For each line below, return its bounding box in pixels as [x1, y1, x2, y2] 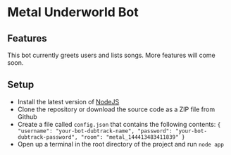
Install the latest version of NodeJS [17, 97, 120, 106]
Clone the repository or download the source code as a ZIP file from [17, 105, 216, 113]
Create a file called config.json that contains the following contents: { [17, 120, 221, 128]
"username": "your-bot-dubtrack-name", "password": [17, 128, 173, 135]
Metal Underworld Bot [7, 4, 139, 20]
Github [17, 112, 37, 120]
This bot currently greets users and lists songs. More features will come [7, 51, 216, 59]
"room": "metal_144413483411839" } [80, 133, 185, 141]
